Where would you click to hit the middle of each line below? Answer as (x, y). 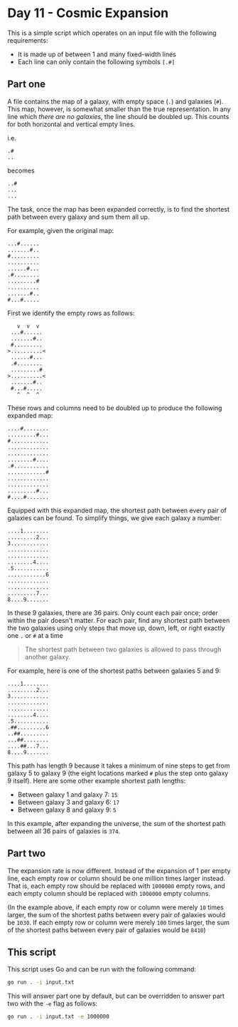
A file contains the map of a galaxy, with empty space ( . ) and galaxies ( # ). (115, 101)
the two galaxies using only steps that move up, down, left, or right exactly (116, 628)
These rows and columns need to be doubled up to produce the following (115, 408)
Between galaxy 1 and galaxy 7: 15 (67, 794)
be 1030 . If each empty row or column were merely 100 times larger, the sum (118, 922)
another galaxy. (48, 656)
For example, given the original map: (61, 230)
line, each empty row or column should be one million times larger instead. (117, 878)
